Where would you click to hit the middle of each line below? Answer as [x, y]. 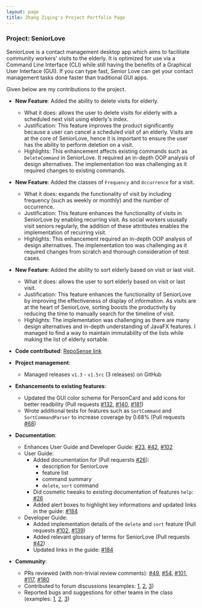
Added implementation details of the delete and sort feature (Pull [114, 524]
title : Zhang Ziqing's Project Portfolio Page [66, 18]
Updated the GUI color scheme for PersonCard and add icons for [105, 398]
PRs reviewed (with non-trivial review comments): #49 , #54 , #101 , [106, 573]
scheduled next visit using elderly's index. [76, 119]
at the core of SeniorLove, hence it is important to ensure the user [106, 138]
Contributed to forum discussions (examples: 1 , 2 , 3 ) [89, 586]
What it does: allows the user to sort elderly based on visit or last [105, 281]
